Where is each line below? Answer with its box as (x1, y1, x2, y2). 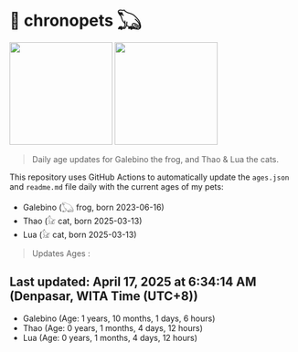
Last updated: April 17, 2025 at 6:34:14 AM (9, 274, 257, 290)
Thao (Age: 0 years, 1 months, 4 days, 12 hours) (22, 322, 204, 333)
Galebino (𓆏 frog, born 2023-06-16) (22, 202, 165, 212)
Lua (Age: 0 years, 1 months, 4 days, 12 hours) (22, 332, 198, 343)
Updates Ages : (31, 247, 90, 259)
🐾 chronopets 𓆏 (9, 10, 142, 31)
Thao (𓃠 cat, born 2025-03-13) (22, 215, 143, 226)
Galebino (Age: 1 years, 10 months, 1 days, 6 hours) (22, 313, 216, 324)
